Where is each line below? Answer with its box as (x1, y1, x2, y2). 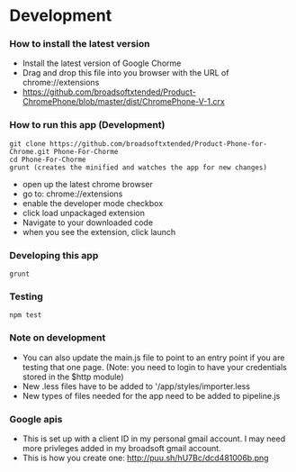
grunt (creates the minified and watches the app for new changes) (9, 163, 268, 172)
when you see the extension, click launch (22, 226, 176, 237)
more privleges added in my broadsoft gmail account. (22, 442, 222, 453)
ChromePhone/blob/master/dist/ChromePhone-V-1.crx (22, 96, 225, 107)
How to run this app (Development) (9, 119, 166, 132)
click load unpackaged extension (22, 207, 146, 218)
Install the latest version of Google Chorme (22, 58, 182, 68)
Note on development (9, 331, 106, 344)
